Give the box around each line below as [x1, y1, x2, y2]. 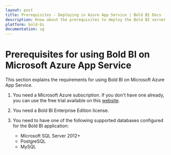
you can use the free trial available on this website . [12, 98, 120, 104]
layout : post [5, 7, 33, 13]
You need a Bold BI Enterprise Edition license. [12, 107, 109, 113]
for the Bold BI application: [12, 123, 69, 129]
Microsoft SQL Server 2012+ [20, 133, 81, 139]
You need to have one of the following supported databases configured [12, 118, 164, 124]
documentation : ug [5, 27, 45, 32]
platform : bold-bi [5, 22, 45, 27]
